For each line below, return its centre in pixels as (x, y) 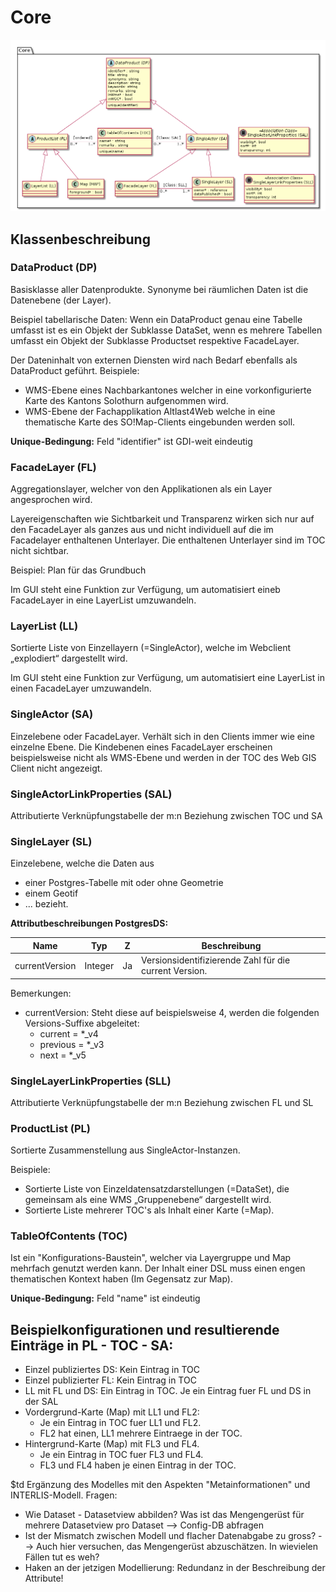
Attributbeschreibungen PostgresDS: (89, 923)
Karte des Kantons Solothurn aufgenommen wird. (126, 400)
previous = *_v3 (72, 1044)
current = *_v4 (69, 1033)
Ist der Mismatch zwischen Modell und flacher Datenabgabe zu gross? (170, 1536)
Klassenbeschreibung (80, 239)
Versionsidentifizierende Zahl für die (216, 960)
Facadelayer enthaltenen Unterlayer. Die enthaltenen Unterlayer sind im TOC (168, 540)
